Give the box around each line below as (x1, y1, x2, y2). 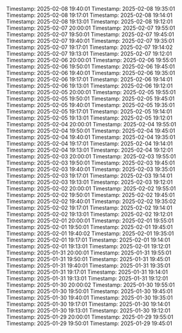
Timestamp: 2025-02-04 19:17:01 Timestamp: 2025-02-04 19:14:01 (6, 140, 173, 147)
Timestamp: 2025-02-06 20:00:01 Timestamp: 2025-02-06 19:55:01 (6, 57, 177, 63)
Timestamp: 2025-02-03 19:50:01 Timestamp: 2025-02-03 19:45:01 (6, 160, 175, 166)
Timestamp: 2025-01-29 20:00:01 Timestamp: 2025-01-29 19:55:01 (6, 314, 174, 320)
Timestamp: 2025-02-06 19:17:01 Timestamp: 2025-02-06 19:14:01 (6, 76, 173, 83)
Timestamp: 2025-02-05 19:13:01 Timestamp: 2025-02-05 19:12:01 (6, 114, 173, 121)
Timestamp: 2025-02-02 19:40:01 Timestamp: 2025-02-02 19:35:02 (6, 198, 177, 205)
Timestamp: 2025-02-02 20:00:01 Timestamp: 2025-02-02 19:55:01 (6, 185, 176, 192)
